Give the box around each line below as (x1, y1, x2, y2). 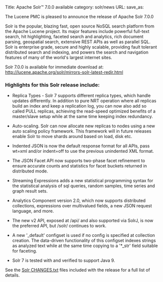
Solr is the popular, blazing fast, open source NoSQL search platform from (5, 23, 155, 29)
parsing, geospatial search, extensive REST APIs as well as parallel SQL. (5, 39, 151, 45)
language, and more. (12, 208, 54, 214)
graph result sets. (12, 188, 48, 194)
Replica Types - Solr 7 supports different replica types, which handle (12, 93, 151, 99)
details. (5, 272, 20, 278)
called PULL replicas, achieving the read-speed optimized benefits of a (12, 108, 156, 114)
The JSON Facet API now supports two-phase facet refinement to (12, 158, 145, 164)
